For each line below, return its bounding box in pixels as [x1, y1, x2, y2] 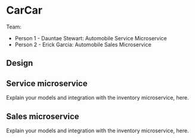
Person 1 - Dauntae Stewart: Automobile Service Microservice [14, 34, 167, 42]
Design [6, 58, 33, 68]
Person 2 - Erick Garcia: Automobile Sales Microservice [14, 41, 151, 48]
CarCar [6, 4, 43, 17]
